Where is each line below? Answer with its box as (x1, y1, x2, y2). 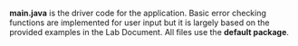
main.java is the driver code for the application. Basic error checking (9, 8, 267, 18)
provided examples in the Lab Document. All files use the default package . (9, 27, 290, 37)
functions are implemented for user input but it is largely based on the (9, 17, 270, 28)
